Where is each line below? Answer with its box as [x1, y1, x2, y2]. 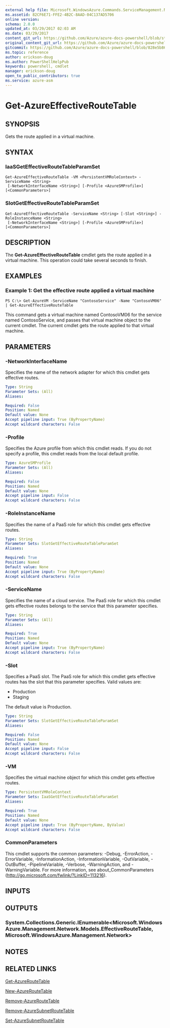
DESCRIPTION [5, 239, 51, 247]
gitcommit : [5, 45, 28, 50]
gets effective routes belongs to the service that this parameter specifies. [5, 603, 158, 609]
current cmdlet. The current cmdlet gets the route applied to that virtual [5, 323, 154, 329]
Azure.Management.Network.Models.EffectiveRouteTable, [5, 925, 153, 932]
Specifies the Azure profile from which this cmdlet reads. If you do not [5, 445, 152, 451]
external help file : [5, 7, 49, 13]
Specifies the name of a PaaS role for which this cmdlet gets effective [5, 521, 151, 527]
